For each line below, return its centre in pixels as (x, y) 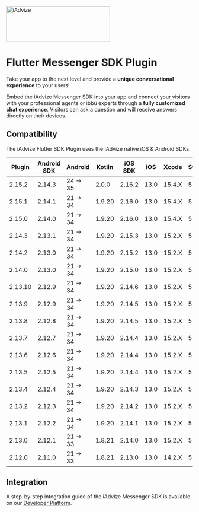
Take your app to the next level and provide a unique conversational (90, 79)
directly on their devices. (36, 116)
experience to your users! (38, 85)
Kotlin (105, 167)
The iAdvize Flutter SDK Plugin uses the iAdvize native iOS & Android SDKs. (98, 148)
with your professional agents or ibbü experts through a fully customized (96, 103)
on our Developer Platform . (39, 503)
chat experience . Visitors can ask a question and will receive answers (92, 109)
